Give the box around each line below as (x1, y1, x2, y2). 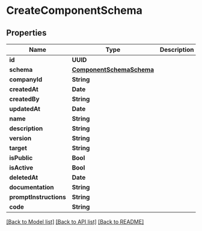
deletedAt (9, 173, 38, 182)
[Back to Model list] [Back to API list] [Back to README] (6, 218, 144, 225)
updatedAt (9, 105, 41, 113)
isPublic (9, 154, 33, 162)
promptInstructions (9, 193, 66, 201)
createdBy (9, 95, 40, 103)
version (9, 134, 32, 142)
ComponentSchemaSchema (72, 66, 155, 74)
